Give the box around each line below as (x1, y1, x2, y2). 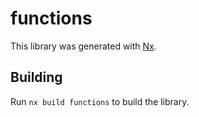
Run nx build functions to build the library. (10, 95, 190, 107)
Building (10, 69, 63, 86)
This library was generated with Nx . (10, 40, 157, 52)
